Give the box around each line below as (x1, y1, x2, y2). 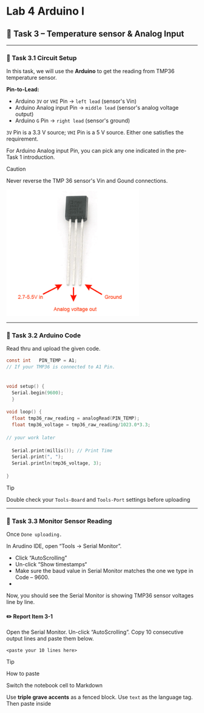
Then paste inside (6, 700, 52, 708)
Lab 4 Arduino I (6, 4, 85, 18)
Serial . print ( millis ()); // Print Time (12, 448, 113, 454)
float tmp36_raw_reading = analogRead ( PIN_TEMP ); (12, 415, 140, 421)
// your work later (6, 434, 56, 441)
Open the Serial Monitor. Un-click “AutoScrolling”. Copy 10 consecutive (6, 628, 184, 636)
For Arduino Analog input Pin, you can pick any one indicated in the (6, 147, 175, 155)
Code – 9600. (15, 574, 50, 581)
